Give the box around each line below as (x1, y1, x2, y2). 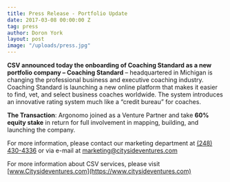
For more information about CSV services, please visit (7, 160, 160, 168)
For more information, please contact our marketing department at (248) (7, 139, 213, 147)
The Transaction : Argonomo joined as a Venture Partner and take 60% (7, 111, 209, 119)
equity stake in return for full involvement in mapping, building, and (7, 119, 199, 126)
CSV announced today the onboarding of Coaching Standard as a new (7, 61, 212, 69)
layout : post (7, 36, 45, 43)
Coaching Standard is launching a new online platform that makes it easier (7, 83, 218, 91)
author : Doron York (7, 29, 63, 37)
